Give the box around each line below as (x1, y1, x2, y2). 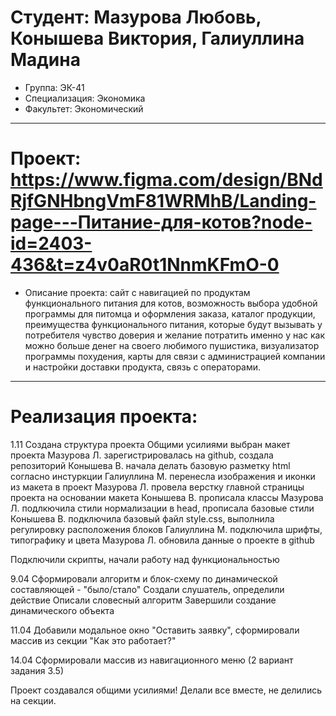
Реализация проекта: (10, 406, 198, 428)
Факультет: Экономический (24, 102, 144, 115)
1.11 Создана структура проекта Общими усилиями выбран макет (10, 438, 291, 450)
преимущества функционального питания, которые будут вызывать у (24, 318, 323, 330)
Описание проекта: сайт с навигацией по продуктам (24, 286, 251, 298)
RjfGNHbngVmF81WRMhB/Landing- (10, 190, 317, 213)
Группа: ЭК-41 (24, 81, 85, 93)
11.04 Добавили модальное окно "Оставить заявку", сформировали (10, 624, 300, 636)
